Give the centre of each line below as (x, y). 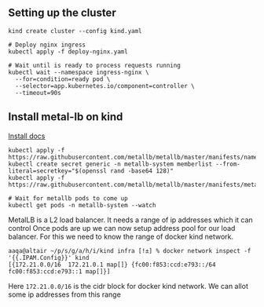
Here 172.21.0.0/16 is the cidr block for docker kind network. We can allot (128, 286)
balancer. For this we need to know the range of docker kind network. (121, 236)
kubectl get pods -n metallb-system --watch (82, 205)
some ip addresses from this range (65, 294)
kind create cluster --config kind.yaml (75, 31)
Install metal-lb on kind (66, 117)
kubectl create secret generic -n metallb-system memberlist (110, 164)
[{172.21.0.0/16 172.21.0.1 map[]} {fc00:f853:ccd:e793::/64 (112, 265)
